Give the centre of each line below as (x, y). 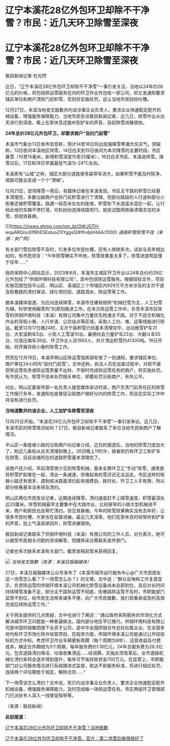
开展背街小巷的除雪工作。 (45, 347)
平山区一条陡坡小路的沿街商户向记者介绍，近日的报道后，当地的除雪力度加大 (85, 445)
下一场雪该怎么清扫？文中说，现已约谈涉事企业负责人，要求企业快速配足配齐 (85, 683)
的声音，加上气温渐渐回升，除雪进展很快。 (50, 523)
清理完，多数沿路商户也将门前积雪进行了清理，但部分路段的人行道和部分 (85, 197)
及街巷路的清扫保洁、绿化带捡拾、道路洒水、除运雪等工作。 (67, 292)
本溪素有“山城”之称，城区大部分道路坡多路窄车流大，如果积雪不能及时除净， (85, 174)
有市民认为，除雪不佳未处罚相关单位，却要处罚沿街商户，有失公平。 (76, 377)
